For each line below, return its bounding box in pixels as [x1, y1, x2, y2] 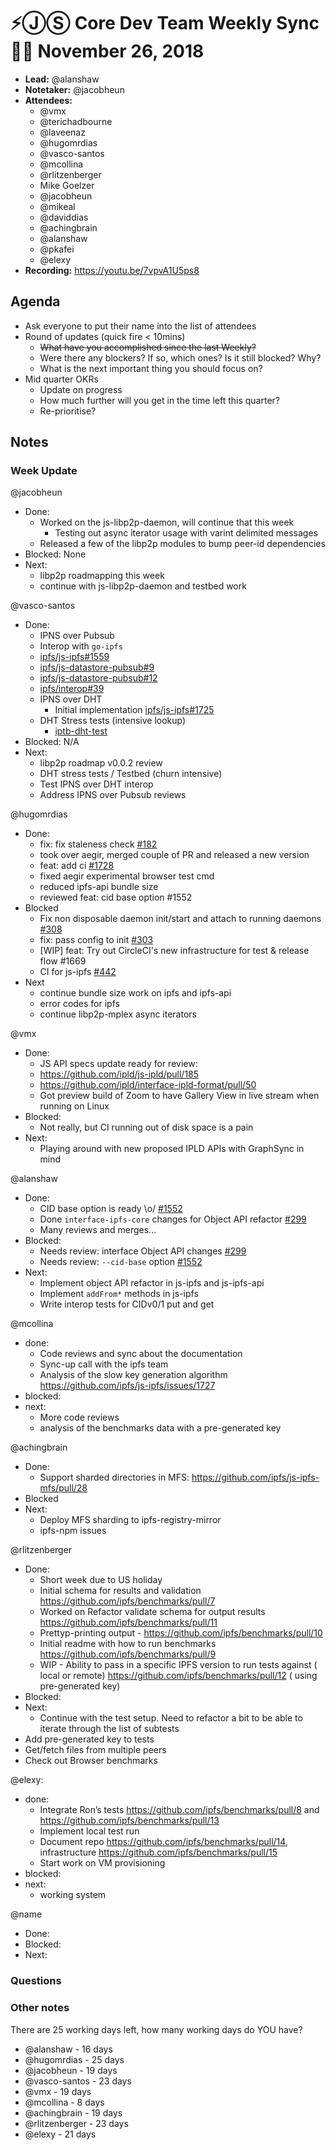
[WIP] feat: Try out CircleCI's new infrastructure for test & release [39, 945, 310, 957]
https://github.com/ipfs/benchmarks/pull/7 [39, 1595, 216, 1607]
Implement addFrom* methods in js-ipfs [39, 1288, 199, 1300]
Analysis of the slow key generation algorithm [39, 1369, 228, 1381]
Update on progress [39, 383, 123, 395]
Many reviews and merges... [39, 1224, 157, 1236]
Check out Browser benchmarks [24, 1755, 158, 1767]
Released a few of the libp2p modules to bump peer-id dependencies [39, 538, 326, 550]
